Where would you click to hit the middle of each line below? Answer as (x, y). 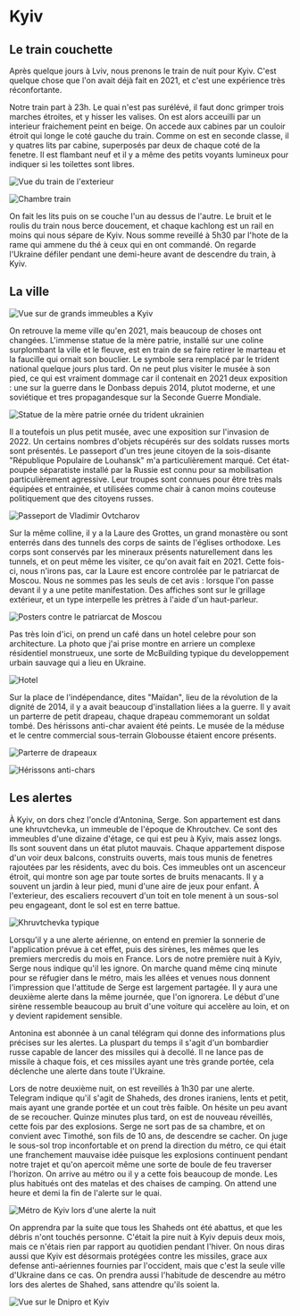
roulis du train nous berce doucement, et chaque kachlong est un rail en (142, 226)
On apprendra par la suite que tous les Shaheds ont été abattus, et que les (146, 1227)
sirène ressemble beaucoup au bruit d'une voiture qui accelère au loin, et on (150, 1006)
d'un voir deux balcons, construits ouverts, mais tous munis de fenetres (141, 857)
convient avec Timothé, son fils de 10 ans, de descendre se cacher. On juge (149, 1135)
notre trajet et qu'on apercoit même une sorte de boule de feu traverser (141, 1164)
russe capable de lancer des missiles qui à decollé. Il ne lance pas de (137, 1051)
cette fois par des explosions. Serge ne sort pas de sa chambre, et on (137, 1126)
